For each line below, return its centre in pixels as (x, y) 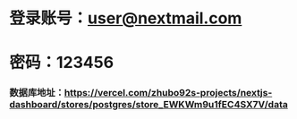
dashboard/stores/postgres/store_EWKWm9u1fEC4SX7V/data (148, 105)
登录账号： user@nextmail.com (126, 18)
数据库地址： (37, 93)
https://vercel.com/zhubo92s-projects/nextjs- (168, 93)
